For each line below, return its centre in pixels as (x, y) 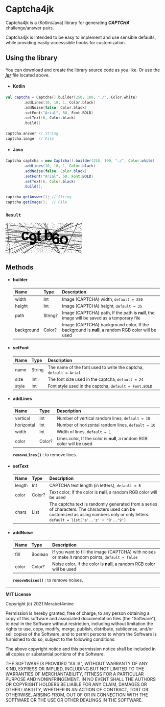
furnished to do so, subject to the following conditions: (60, 639)
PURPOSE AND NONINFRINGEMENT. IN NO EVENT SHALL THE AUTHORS (81, 679)
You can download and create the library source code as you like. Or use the (83, 70)
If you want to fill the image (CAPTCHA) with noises (104, 552)
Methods (20, 267)
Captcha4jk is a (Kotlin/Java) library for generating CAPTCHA (68, 23)
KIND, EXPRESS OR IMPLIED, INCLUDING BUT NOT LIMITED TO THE (75, 669)
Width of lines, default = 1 (84, 432)
